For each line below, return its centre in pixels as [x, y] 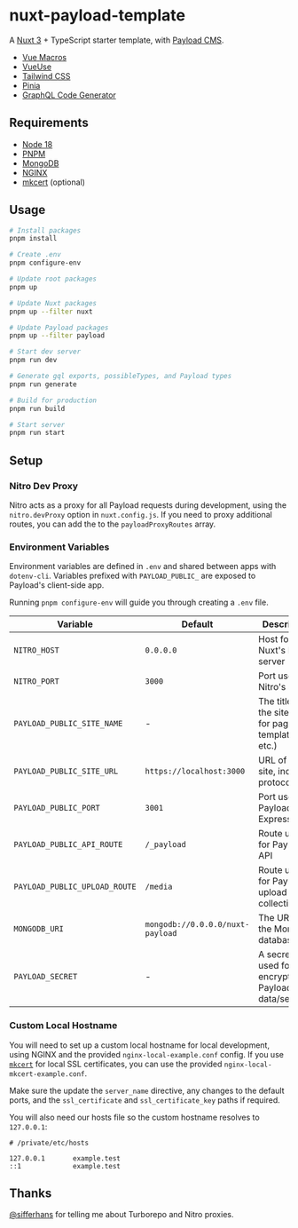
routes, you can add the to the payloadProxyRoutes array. [113, 524]
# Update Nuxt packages [53, 303]
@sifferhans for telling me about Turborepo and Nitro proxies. [122, 1215]
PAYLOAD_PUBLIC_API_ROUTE [68, 845]
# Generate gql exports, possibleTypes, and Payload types [121, 376]
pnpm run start [37, 433]
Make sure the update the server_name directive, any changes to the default [147, 1090]
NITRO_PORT [36, 681]
